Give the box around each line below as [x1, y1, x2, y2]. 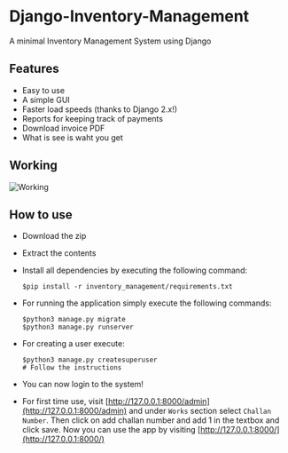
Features [9, 61, 59, 76]
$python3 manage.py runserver [21, 322, 135, 332]
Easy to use [21, 84, 65, 95]
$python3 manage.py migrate [21, 315, 126, 324]
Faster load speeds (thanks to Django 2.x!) [21, 104, 178, 115]
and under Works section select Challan [128, 406, 272, 417]
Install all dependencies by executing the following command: [21, 265, 248, 276]
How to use [9, 207, 73, 222]
